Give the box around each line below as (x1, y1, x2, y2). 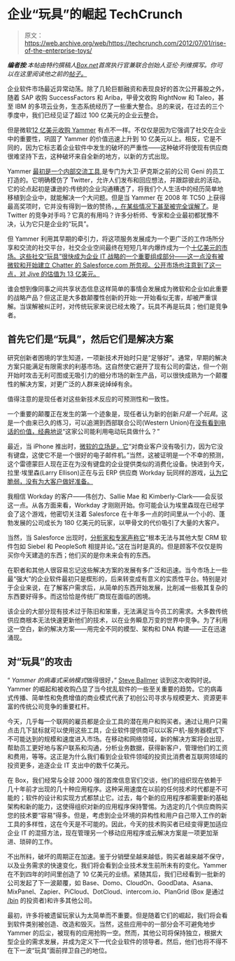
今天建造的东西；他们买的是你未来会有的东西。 (19, 550, 155, 559)
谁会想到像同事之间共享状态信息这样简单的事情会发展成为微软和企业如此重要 (7, 284, 228, 293)
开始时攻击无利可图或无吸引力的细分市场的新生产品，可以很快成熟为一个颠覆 (7, 371, 228, 379)
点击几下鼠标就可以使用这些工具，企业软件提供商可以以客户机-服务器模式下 (7, 726, 225, 734)
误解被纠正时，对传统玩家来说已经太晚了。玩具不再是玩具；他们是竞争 (25, 302, 228, 310)
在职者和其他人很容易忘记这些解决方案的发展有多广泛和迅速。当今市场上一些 (7, 566, 228, 574)
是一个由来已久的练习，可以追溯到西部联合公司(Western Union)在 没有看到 (7, 418, 220, 427)
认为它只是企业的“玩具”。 (19, 219, 93, 228)
